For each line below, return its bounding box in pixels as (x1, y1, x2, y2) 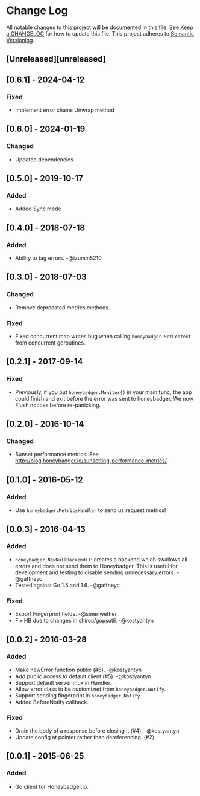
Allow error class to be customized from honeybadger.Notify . (14, 685, 166, 693)
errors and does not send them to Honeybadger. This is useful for (14, 562, 178, 569)
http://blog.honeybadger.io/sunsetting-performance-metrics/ (14, 457, 167, 464)
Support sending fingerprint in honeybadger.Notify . (14, 691, 142, 699)
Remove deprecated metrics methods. (14, 303, 110, 311)
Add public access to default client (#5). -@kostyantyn (14, 672, 152, 680)
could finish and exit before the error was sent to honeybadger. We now (14, 395, 194, 402)
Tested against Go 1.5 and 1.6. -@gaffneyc (14, 581, 120, 589)
